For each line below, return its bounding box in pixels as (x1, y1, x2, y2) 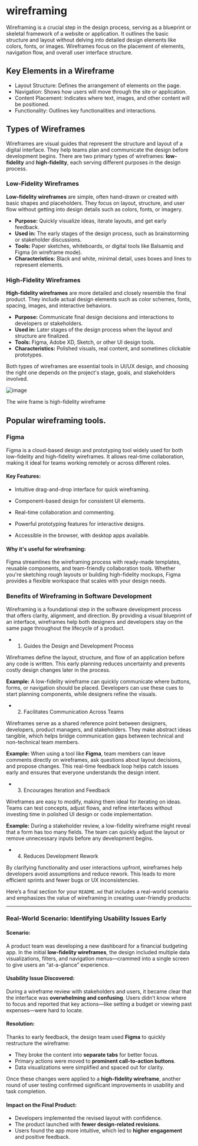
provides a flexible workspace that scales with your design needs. (6, 577, 167, 584)
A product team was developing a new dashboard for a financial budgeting (6, 942, 187, 949)
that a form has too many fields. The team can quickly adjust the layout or (6, 828, 185, 835)
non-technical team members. (6, 738, 80, 745)
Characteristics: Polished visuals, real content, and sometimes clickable (14, 345, 191, 352)
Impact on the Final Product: (6, 1101, 77, 1108)
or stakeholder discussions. (14, 236, 82, 243)
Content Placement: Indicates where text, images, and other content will (14, 94, 190, 101)
